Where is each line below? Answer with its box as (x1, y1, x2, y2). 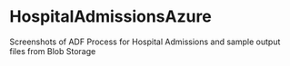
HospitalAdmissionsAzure (9, 6, 212, 27)
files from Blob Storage (9, 45, 96, 56)
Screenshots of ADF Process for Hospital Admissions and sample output (9, 36, 281, 47)
